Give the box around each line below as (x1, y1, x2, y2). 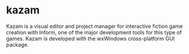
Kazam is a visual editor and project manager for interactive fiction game (6, 23, 183, 30)
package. (6, 41, 29, 48)
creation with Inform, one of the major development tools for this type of (6, 28, 182, 35)
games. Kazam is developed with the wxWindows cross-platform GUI (6, 35, 175, 42)
